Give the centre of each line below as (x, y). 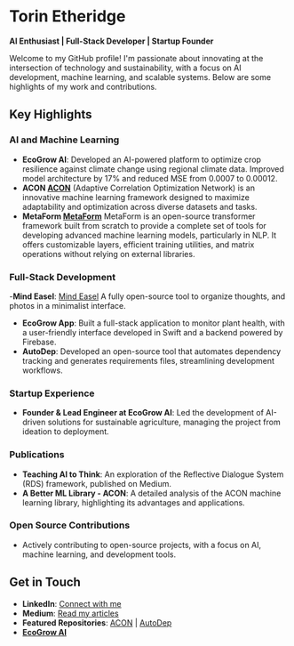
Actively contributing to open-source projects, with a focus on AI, (142, 545)
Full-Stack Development (63, 277)
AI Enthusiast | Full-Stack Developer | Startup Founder (111, 41)
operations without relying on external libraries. (108, 254)
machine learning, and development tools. (99, 554)
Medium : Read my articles (70, 613)
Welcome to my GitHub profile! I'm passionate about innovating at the (136, 58)
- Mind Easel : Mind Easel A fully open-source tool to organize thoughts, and (147, 296)
